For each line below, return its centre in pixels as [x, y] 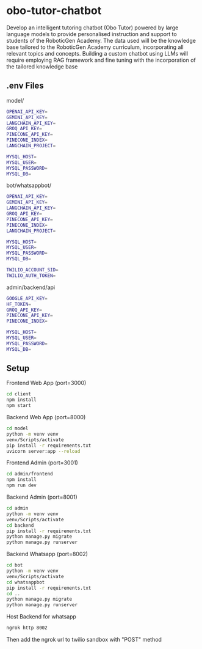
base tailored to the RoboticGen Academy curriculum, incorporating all [95, 47]
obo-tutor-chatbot [54, 11]
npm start [19, 406]
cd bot [15, 565]
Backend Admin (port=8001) [42, 497]
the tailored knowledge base [42, 66]
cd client [19, 394]
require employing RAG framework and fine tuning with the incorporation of [101, 60]
